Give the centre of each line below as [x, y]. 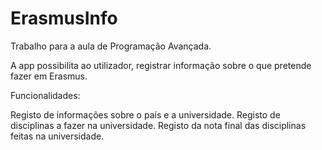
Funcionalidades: [45, 95]
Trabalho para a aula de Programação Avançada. [111, 46]
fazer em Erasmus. [49, 76]
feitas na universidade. [57, 136]
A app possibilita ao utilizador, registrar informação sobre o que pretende [161, 65]
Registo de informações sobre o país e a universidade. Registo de [145, 114]
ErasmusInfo [64, 18]
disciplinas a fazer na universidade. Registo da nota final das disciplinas [158, 125]
